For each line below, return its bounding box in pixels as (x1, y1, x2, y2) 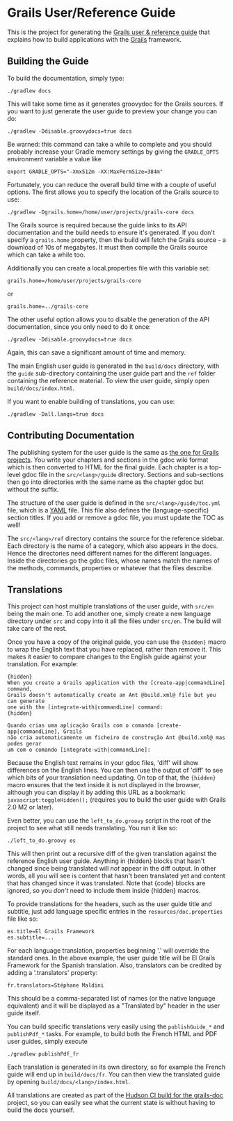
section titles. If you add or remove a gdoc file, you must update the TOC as (7, 513, 225, 522)
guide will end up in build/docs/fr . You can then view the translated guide (7, 1070, 220, 1079)
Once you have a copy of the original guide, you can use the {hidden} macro (7, 638, 227, 646)
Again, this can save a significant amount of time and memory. (7, 348, 186, 356)
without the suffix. (7, 485, 59, 493)
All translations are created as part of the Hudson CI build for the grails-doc (7, 1091, 224, 1099)
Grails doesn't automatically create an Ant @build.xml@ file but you (7, 692, 216, 699)
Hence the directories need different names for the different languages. (7, 549, 212, 557)
